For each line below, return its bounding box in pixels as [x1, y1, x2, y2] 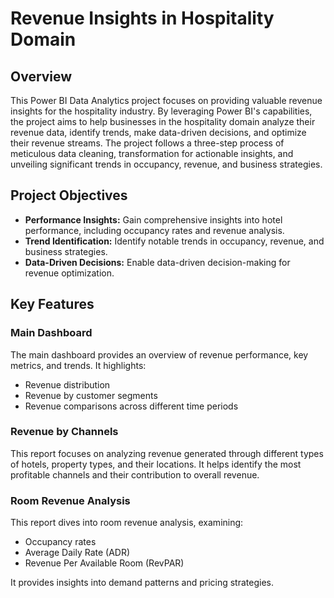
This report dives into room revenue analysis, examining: [10, 517, 244, 529]
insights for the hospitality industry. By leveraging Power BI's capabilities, [10, 105, 313, 117]
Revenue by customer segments [24, 389, 158, 401]
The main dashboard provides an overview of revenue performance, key [10, 348, 309, 361]
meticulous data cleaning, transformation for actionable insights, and [10, 148, 294, 159]
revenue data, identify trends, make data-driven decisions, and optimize [10, 127, 307, 138]
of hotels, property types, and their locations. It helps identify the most [10, 458, 302, 470]
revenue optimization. [24, 267, 115, 279]
